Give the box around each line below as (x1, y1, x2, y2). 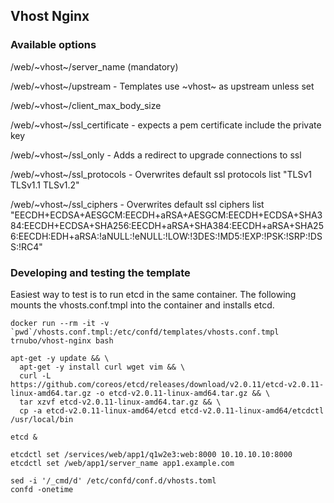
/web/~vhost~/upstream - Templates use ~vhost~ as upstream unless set (10, 80, 315, 92)
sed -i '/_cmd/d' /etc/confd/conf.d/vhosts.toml (10, 475, 217, 486)
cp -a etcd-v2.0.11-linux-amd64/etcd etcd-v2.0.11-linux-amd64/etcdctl (19, 405, 325, 416)
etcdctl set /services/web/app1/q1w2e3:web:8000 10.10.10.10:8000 (10, 449, 293, 459)
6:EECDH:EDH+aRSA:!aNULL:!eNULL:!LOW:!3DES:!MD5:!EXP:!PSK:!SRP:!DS (10, 230, 323, 242)
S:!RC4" (10, 240, 43, 253)
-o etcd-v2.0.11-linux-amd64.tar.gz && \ (95, 388, 271, 398)
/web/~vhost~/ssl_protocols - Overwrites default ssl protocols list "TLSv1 (10, 168, 313, 180)
